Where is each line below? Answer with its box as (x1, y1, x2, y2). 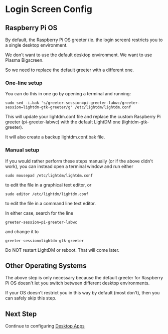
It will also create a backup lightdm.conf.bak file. (5, 134, 105, 140)
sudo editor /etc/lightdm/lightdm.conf (5, 192, 89, 197)
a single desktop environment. (5, 42, 68, 48)
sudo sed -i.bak (5, 100, 39, 106)
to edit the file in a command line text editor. (5, 200, 96, 206)
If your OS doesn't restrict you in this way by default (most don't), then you (5, 290, 160, 296)
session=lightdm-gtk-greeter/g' (5, 105, 73, 110)
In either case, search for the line (5, 210, 74, 216)
